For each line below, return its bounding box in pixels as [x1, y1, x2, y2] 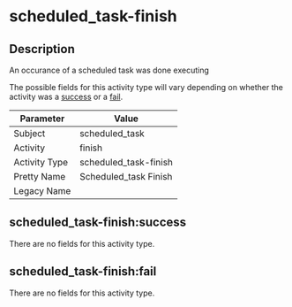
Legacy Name [13, 185, 71, 196]
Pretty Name [13, 171, 66, 182]
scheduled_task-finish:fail [9, 264, 157, 280]
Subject [13, 127, 46, 139]
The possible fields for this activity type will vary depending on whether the [9, 82, 284, 92]
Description [9, 42, 75, 57]
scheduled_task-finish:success [9, 215, 187, 230]
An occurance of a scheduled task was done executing [9, 65, 210, 75]
